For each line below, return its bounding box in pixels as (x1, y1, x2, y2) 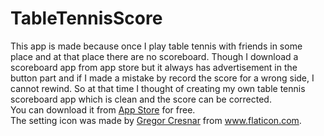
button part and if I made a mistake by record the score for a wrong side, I (10, 72, 315, 84)
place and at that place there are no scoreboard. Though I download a (10, 50, 299, 62)
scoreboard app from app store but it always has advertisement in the (10, 61, 298, 73)
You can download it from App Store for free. (10, 103, 196, 116)
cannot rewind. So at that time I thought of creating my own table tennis (10, 82, 306, 94)
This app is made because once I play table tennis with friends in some (10, 40, 303, 52)
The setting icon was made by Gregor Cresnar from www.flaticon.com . (10, 114, 302, 126)
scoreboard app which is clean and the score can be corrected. (10, 93, 272, 105)
